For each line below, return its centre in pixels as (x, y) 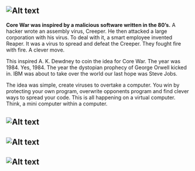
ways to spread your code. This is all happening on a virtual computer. (91, 97)
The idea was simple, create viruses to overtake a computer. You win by (93, 85)
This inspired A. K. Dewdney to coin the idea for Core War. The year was (93, 61)
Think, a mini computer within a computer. (57, 104)
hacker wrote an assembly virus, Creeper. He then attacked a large (87, 31)
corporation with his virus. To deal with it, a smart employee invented (89, 37)
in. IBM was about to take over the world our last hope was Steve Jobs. (92, 73)
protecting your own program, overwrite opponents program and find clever (97, 91)
